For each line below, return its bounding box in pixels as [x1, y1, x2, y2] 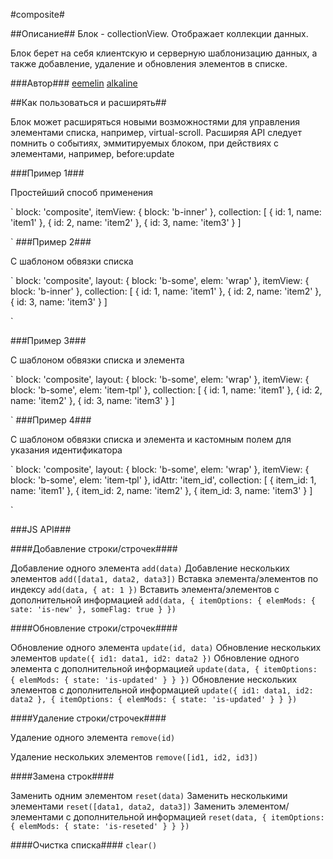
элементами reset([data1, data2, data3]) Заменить [10, 800, 236, 812]
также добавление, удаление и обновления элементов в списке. [10, 58, 288, 69]
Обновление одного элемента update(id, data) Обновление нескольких [10, 642, 322, 653]
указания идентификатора [10, 444, 123, 456]
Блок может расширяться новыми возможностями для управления [10, 116, 301, 128]
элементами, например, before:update [10, 148, 175, 159]
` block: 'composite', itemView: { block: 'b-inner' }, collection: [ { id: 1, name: [10, 206, 322, 218]
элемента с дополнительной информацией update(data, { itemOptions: [10, 663, 318, 674]
